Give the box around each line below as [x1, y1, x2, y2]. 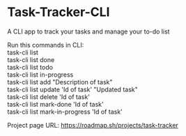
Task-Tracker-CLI [7, 4, 110, 20]
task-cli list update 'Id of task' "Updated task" [7, 85, 138, 93]
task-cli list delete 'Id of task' [7, 92, 91, 101]
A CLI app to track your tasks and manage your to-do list [7, 27, 170, 36]
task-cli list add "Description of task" [7, 77, 113, 86]
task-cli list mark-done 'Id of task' [7, 100, 104, 108]
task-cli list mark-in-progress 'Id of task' [7, 107, 123, 116]
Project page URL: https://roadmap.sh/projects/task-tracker [7, 121, 179, 129]
